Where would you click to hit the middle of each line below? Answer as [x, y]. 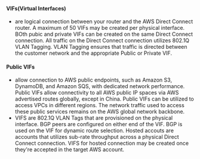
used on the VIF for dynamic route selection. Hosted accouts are [94, 130]
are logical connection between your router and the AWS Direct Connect [104, 21]
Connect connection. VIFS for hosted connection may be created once [102, 144]
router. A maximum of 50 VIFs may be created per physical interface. [100, 28]
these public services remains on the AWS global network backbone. [100, 112]
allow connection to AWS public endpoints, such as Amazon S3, [93, 80]
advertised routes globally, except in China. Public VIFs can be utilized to [104, 99]
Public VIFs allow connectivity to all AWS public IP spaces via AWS [97, 93]
